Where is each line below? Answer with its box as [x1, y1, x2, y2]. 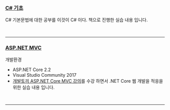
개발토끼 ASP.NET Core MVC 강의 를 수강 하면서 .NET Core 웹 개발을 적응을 [12, 78, 163, 84]
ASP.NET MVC [5, 44, 42, 51]
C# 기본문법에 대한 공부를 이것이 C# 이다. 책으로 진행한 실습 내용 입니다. [5, 17, 148, 23]
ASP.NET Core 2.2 [12, 67, 51, 73]
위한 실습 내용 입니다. [12, 84, 55, 90]
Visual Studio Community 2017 [12, 72, 77, 78]
